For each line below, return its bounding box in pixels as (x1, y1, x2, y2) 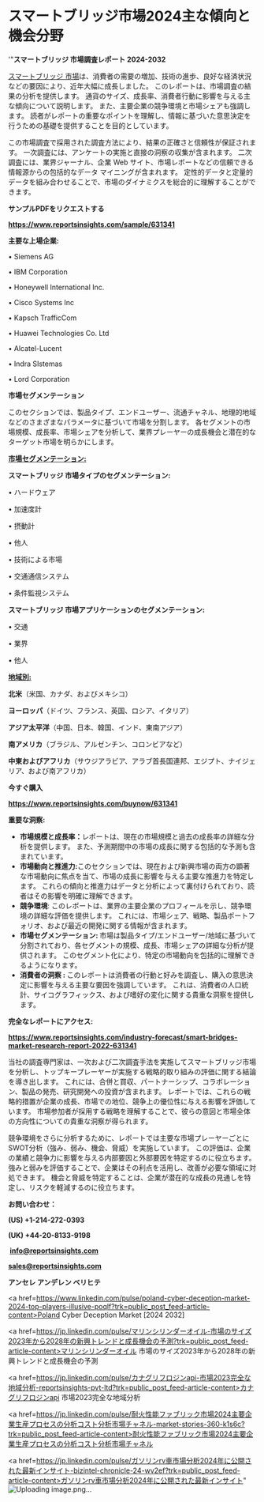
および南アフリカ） (28, 766, 91, 776)
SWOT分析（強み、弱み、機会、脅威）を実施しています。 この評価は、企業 (8, 1143, 251, 1153)
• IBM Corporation (8, 266, 69, 277)
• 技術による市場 (8, 554, 63, 564)
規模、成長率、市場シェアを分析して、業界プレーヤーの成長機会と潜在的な (14, 427, 256, 436)
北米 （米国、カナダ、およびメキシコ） (8, 689, 132, 698)
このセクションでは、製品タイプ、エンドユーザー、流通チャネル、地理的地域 (8, 407, 257, 417)
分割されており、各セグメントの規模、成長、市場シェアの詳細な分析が (19, 940, 247, 949)
